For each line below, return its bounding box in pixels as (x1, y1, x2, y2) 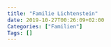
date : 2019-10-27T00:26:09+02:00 (7, 17, 105, 23)
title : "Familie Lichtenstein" (7, 10, 98, 17)
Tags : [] (7, 29, 33, 37)
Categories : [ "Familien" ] (7, 23, 82, 30)
